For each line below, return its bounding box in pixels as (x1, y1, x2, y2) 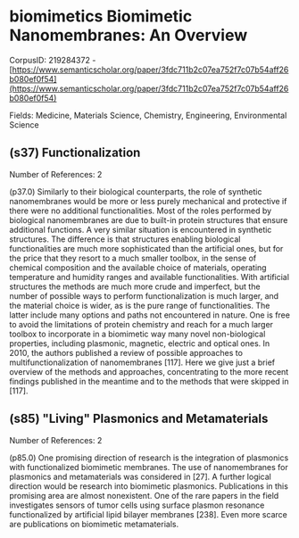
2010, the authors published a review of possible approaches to (9, 347, 244, 358)
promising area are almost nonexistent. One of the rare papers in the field (9, 490, 279, 501)
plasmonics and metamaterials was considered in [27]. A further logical (9, 471, 272, 482)
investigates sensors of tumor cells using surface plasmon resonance (9, 500, 265, 510)
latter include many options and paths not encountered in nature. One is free (9, 310, 290, 320)
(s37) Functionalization (9, 145, 141, 161)
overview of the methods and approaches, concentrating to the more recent (9, 366, 289, 377)
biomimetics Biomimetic (9, 6, 193, 27)
